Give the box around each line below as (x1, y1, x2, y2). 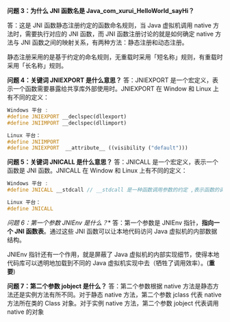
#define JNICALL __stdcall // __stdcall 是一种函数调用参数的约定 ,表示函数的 (7, 186, 220, 194)
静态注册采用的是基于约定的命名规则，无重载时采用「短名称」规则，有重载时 (7, 53, 223, 61)
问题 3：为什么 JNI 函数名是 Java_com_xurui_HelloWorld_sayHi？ (7, 7, 195, 14)
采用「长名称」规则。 (7, 62, 67, 69)
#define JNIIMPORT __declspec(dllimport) (7, 119, 127, 126)
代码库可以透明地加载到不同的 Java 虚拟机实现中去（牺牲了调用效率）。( (7, 258, 209, 267)
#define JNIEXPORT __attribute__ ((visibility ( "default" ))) (7, 145, 188, 151)
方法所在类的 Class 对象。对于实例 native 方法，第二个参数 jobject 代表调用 (7, 299, 219, 307)
